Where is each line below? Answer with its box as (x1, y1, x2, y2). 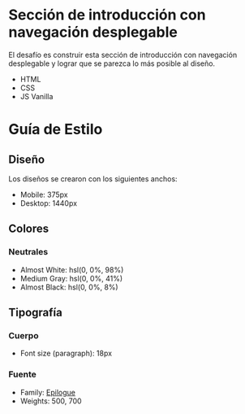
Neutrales (8, 246, 49, 258)
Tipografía (8, 306, 62, 320)
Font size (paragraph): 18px (19, 348, 112, 359)
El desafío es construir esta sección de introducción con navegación (8, 50, 238, 59)
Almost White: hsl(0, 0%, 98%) (19, 264, 124, 274)
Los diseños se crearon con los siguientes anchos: (8, 173, 178, 184)
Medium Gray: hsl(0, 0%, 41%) (19, 273, 123, 283)
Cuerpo (8, 329, 39, 341)
